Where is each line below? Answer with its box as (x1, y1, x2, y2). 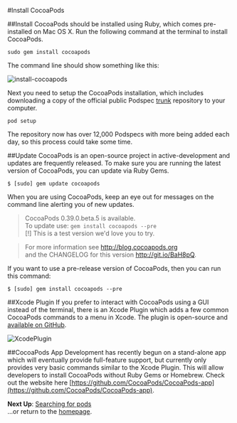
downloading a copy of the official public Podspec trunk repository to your (7, 96, 226, 105)
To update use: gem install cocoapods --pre (24, 222, 157, 230)
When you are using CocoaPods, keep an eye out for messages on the (7, 193, 214, 201)
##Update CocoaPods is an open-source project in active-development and (7, 151, 230, 159)
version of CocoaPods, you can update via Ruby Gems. (7, 166, 169, 175)
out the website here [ (7, 378, 73, 387)
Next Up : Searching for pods (7, 400, 92, 408)
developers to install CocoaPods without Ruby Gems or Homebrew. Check (7, 371, 226, 379)
